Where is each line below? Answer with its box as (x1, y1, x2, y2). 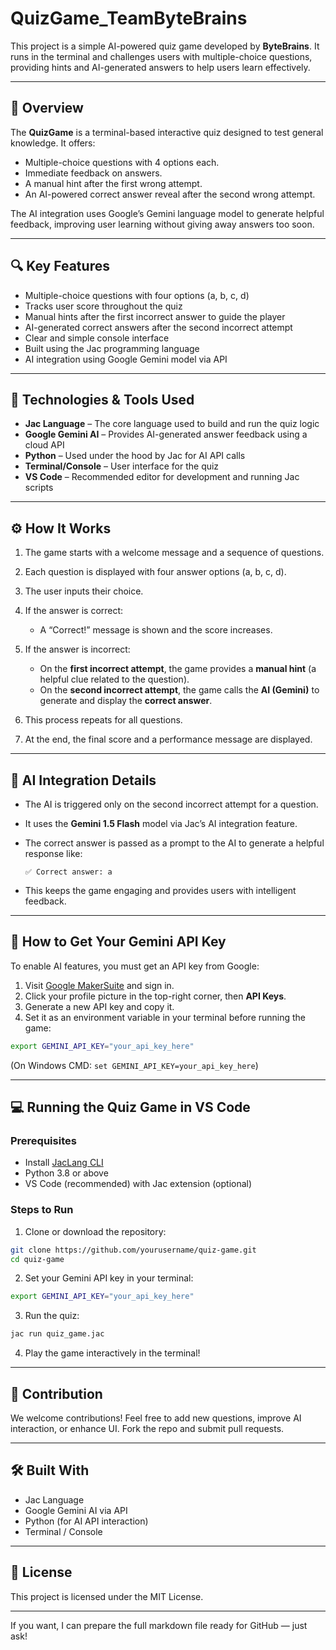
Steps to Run (10, 1203, 74, 1217)
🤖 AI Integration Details (10, 772, 157, 789)
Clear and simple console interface (24, 332, 170, 344)
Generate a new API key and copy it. (24, 1000, 175, 1012)
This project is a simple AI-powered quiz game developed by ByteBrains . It (10, 40, 320, 52)
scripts (24, 482, 54, 494)
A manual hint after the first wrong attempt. (24, 177, 203, 189)
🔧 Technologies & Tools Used (10, 391, 195, 408)
